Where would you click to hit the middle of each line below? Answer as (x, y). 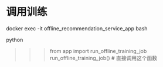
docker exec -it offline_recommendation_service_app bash (77, 28)
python (15, 40)
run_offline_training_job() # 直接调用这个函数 (103, 58)
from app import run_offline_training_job (98, 51)
